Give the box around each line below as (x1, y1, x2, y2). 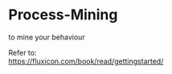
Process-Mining (8, 6, 118, 24)
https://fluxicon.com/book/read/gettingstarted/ (8, 56, 164, 66)
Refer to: (8, 47, 37, 57)
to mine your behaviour (8, 32, 86, 42)
